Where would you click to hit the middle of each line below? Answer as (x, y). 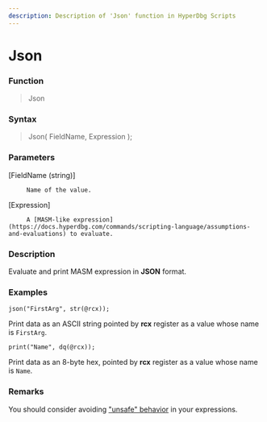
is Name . (21, 370)
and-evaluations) (38, 234)
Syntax (23, 119)
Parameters (31, 158)
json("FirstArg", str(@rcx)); (59, 309)
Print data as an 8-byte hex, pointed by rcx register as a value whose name (133, 362)
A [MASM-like (48, 219)
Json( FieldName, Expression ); (80, 137)
